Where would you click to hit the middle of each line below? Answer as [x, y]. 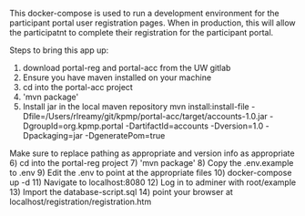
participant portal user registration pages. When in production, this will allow [152, 23]
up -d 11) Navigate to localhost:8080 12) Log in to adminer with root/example [153, 182]
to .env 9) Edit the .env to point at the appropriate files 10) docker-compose [151, 173]
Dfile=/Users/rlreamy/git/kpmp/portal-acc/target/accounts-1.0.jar [145, 116]
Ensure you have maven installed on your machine [117, 77]
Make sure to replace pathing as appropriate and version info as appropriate [152, 153]
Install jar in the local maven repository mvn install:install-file [136, 107]
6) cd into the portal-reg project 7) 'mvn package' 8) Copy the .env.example [152, 163]
